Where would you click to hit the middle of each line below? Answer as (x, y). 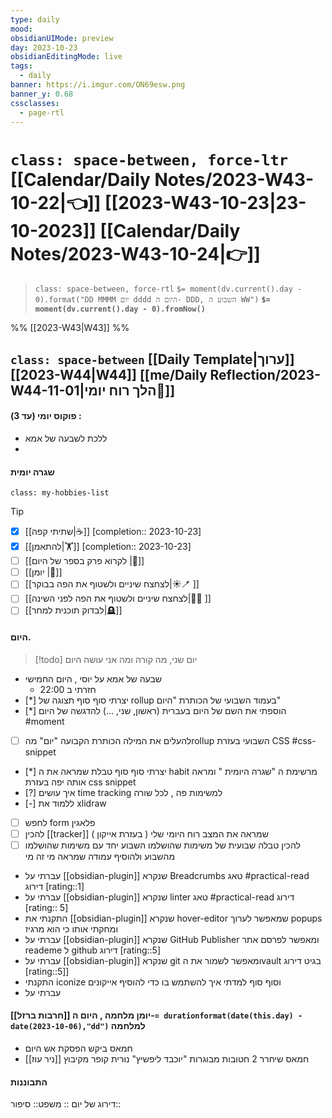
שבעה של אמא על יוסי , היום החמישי (93, 678)
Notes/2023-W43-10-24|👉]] (135, 253)
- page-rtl (42, 112)
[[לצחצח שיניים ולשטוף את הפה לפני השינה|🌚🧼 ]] (118, 598)
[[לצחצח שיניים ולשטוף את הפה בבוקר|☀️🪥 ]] (112, 584)
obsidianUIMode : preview (62, 38)
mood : (21, 29)
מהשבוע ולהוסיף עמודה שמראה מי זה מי (100, 856)
